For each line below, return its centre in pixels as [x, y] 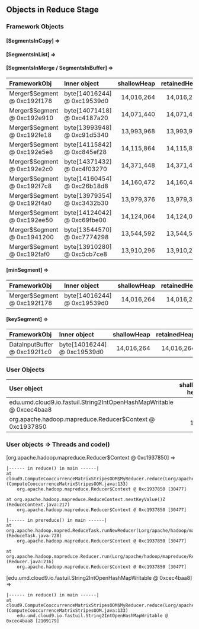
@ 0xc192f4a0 [31, 203]
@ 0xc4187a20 [86, 118]
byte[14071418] [88, 110]
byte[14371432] [88, 161]
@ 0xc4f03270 [86, 169]
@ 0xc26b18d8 [86, 186]
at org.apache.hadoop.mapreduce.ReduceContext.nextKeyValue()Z [86, 499]
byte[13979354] [88, 195]
